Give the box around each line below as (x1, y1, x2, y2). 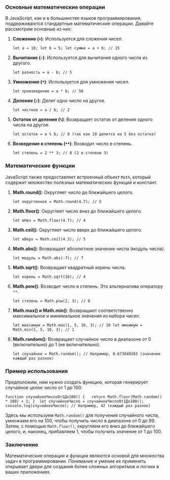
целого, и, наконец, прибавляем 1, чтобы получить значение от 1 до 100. (5, 428, 162, 434)
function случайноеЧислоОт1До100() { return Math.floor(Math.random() (5, 394, 162, 399)
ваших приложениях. (5, 469, 51, 475)
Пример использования (5, 367, 68, 375)
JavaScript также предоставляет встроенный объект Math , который (5, 174, 151, 180)
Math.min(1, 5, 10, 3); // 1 (12, 327, 75, 332)
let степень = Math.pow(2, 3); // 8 (12, 298, 90, 304)
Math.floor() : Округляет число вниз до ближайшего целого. (12, 208, 142, 214)
